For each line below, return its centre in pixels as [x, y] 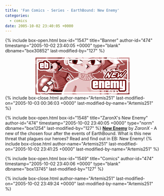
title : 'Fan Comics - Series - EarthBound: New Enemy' [62, 10]
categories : [17, 15]
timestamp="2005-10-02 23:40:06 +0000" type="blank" [63, 164]
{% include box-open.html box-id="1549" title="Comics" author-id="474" [79, 159]
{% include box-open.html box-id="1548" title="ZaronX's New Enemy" [77, 118]
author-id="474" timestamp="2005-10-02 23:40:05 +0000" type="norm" [80, 123]
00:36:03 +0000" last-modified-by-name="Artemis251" [97, 103]
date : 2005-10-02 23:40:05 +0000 [39, 26]
